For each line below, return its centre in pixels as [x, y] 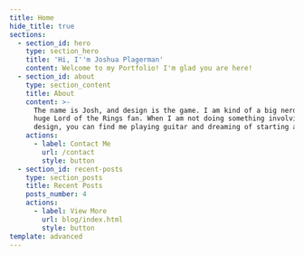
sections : [28, 34]
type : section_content [68, 85]
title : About [50, 93]
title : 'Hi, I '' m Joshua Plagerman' [95, 60]
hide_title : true [42, 26]
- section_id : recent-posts [71, 169]
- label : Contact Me [72, 144]
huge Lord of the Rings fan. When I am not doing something [149, 118]
